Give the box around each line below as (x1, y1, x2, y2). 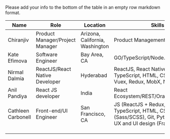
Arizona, (80, 30, 101, 37)
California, (80, 36, 105, 43)
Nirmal (8, 69, 24, 75)
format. (5, 10, 21, 16)
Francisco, (80, 111, 106, 117)
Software (35, 51, 58, 58)
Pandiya (8, 93, 27, 100)
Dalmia (8, 75, 24, 82)
